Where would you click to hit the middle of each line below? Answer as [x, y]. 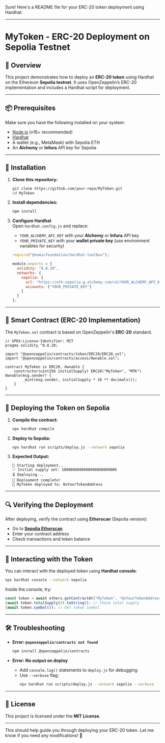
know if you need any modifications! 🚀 [44, 735]
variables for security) [42, 246]
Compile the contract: [35, 420]
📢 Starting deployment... [39, 466]
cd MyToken [23, 193]
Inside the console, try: [28, 589]
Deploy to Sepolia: [31, 438]
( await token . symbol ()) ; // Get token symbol [52, 607]
